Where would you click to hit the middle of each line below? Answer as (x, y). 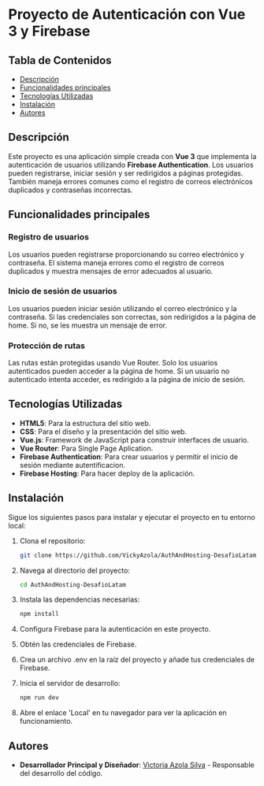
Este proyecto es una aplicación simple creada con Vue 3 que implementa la (132, 156)
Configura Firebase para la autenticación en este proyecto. (115, 629)
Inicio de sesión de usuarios (63, 291)
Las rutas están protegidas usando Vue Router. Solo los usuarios (113, 363)
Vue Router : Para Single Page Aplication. (86, 448)
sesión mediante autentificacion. (73, 465)
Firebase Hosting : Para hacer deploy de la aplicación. (107, 473)
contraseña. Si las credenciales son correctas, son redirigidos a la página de (132, 317)
